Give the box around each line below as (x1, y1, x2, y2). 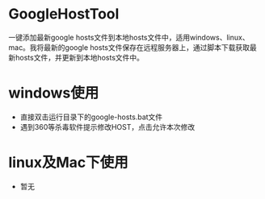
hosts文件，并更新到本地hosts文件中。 (15, 52, 144, 62)
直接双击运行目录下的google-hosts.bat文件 (19, 112, 163, 122)
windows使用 (8, 84, 99, 102)
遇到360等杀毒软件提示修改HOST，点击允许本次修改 (19, 122, 196, 131)
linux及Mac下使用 (8, 154, 129, 172)
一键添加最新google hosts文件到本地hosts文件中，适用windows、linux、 (8, 32, 250, 42)
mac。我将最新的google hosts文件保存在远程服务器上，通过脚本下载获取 (8, 42, 250, 52)
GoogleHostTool (8, 5, 120, 23)
